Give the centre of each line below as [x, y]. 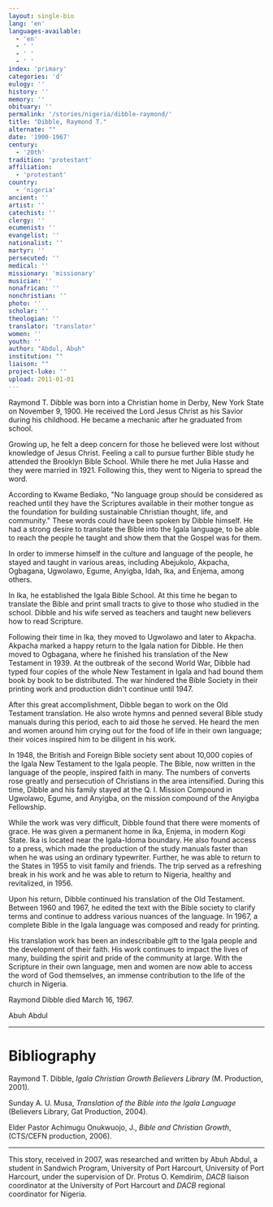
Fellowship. [27, 807]
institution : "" [36, 356]
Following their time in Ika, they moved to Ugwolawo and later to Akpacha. [132, 636]
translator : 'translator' [52, 326]
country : [23, 183]
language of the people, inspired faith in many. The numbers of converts [129, 772]
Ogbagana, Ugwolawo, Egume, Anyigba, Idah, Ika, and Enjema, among [126, 571]
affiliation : [30, 168]
